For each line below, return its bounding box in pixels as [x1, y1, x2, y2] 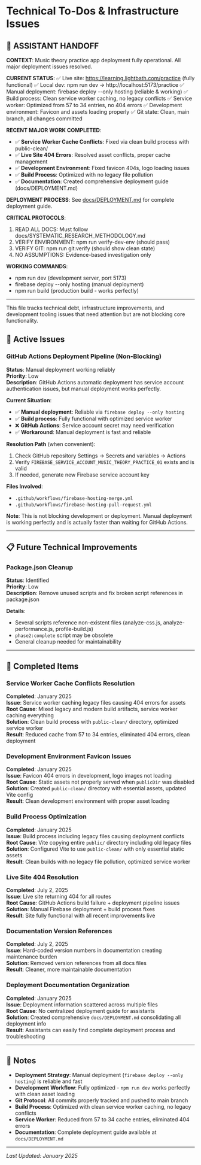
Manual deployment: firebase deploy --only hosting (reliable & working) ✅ [6, 88, 188, 95]
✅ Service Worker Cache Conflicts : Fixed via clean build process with [14, 138, 190, 145]
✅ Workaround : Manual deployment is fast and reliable [14, 428, 151, 435]
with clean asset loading [14, 1091, 75, 1098]
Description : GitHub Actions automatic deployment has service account [6, 378, 184, 386]
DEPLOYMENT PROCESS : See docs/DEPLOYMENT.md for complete [6, 196, 175, 203]
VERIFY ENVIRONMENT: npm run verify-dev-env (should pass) [14, 238, 170, 245]
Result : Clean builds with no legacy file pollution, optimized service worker [6, 858, 191, 865]
